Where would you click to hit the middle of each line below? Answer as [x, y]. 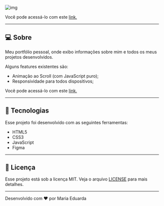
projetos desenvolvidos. [29, 57]
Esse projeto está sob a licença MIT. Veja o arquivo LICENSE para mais [76, 179]
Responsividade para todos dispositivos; [53, 81]
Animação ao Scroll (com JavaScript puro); [55, 76]
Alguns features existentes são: [37, 67]
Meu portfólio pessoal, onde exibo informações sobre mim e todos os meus [81, 52]
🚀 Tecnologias [27, 111]
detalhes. [14, 184]
